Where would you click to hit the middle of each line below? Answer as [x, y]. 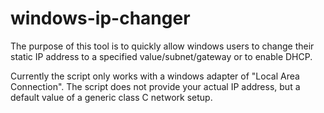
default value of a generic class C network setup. [111, 97]
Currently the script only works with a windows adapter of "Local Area [155, 76]
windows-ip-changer [100, 18]
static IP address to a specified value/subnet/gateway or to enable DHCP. [161, 56]
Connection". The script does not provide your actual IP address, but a [155, 86]
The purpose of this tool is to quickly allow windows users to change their [162, 46]
